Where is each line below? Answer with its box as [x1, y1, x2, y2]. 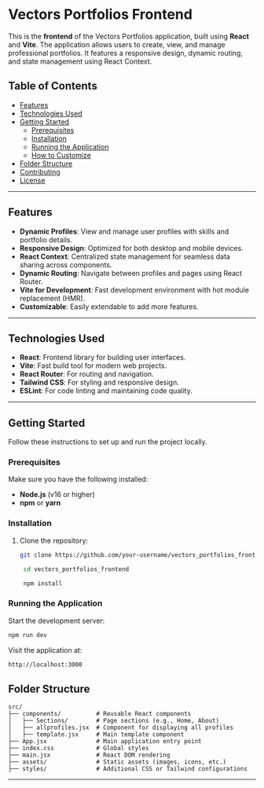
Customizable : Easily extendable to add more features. [19, 301, 199, 311]
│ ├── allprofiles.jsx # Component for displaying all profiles [8, 724, 234, 732]
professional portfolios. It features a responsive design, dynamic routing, [8, 48, 244, 57]
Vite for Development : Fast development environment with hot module [19, 285, 250, 294]
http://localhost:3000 [8, 661, 82, 668]
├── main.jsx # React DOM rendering [8, 751, 170, 760]
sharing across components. [19, 260, 112, 269]
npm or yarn [19, 498, 61, 508]
